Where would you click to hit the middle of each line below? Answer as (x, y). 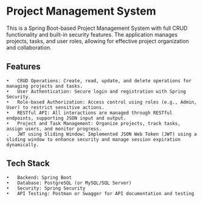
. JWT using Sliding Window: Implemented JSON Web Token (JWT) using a (102, 134)
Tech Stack (28, 164)
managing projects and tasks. (45, 86)
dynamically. (23, 144)
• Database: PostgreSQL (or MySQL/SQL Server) (69, 183)
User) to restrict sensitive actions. (55, 107)
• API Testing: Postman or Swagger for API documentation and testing (100, 193)
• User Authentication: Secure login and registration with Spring (96, 91)
